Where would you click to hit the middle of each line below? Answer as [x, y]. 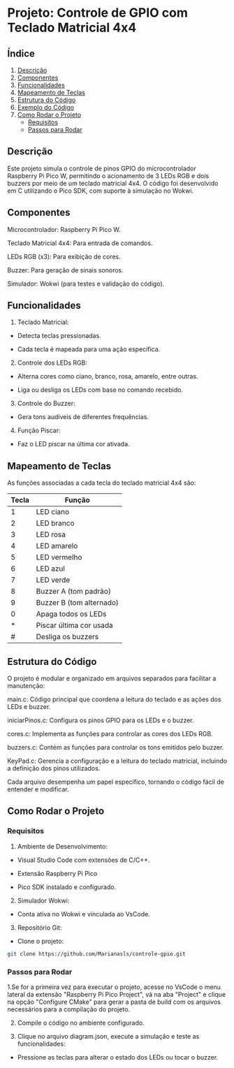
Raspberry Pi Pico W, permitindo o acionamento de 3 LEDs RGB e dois [108, 175]
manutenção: [26, 686]
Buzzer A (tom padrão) [74, 592]
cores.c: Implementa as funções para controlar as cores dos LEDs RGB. [110, 734]
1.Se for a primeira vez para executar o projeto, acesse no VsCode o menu [114, 987]
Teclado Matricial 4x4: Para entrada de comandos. [80, 243]
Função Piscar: [39, 430]
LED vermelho [59, 557]
